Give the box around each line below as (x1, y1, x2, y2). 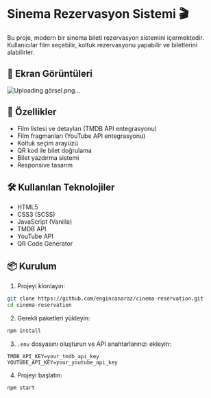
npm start (7, 384, 36, 391)
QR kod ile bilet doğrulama (16, 146, 92, 154)
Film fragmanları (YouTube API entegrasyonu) (16, 132, 146, 140)
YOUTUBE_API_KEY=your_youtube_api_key (7, 359, 118, 366)
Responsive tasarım (16, 161, 73, 169)
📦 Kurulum (7, 260, 57, 272)
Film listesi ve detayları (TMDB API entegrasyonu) (16, 124, 158, 132)
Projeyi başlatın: (16, 371, 63, 379)
